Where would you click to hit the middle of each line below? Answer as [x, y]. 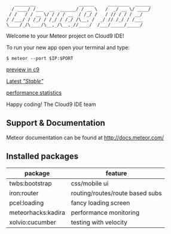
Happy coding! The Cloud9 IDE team [51, 104]
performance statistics [34, 93]
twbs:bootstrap [30, 183]
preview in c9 [23, 69]
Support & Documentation [56, 123]
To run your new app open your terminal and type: [68, 47]
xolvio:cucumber [33, 222]
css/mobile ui [90, 183]
